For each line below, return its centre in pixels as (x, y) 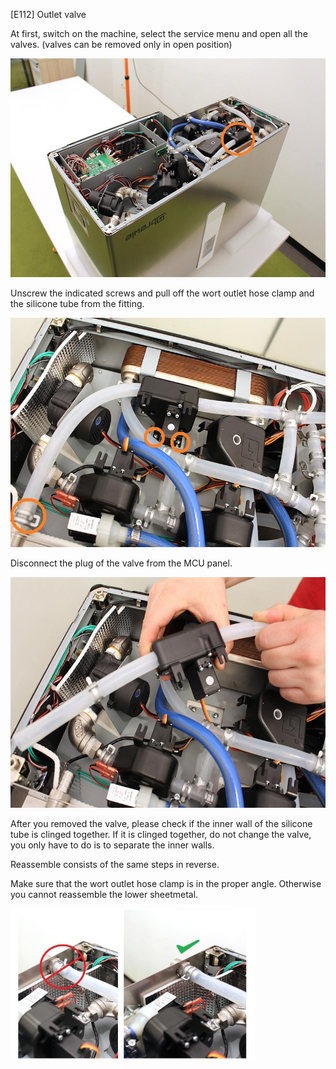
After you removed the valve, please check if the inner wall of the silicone (161, 824)
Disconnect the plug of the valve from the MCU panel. (121, 563)
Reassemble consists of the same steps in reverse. (115, 865)
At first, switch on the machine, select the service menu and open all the (159, 33)
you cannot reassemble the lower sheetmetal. (104, 895)
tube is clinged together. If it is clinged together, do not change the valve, (161, 835)
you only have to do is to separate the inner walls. (112, 845)
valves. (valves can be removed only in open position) (121, 44)
